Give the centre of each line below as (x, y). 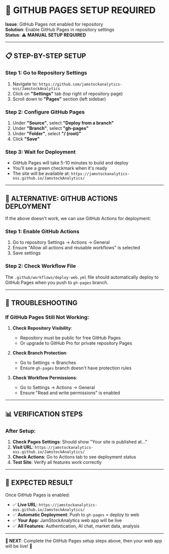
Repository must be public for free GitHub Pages (70, 338)
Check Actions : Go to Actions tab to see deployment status (74, 457)
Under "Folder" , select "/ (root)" (47, 133)
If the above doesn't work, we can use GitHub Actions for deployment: (78, 219)
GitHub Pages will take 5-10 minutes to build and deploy (70, 163)
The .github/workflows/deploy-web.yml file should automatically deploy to (82, 277)
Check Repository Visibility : (42, 328)
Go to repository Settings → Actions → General (61, 242)
